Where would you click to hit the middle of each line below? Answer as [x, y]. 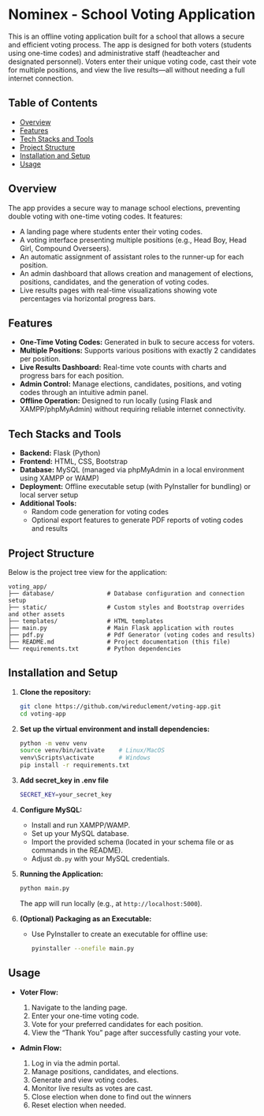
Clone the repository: [55, 692]
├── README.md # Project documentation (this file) [119, 642]
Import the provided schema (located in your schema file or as [132, 842]
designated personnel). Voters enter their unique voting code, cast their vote [132, 62]
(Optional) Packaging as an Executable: [86, 918]
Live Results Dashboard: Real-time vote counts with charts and [123, 368]
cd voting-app [43, 714]
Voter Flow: [39, 992]
